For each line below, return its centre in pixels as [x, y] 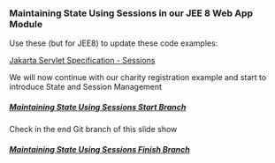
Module [26, 24]
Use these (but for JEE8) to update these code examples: [114, 43]
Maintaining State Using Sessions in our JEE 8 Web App [131, 13]
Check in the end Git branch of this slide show [93, 130]
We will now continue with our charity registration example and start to [138, 78]
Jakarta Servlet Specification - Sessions [82, 61]
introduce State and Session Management [85, 87]
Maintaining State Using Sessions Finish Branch [99, 149]
